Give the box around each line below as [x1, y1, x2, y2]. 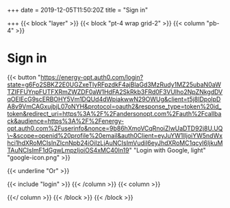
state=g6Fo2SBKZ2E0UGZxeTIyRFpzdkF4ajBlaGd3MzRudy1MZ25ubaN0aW [7, 80, 221, 89]
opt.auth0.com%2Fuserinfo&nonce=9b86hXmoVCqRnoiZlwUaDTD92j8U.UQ [7, 124, 223, 132]
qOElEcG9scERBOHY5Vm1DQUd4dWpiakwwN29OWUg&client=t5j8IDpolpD [7, 95, 221, 103]
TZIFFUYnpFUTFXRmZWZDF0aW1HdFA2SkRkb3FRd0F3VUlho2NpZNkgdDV [7, 87, 223, 95]
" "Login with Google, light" [129, 146, 207, 154]
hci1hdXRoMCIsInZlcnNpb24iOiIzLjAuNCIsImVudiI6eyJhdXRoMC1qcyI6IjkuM [7, 139, 223, 147]
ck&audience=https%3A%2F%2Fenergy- [7, 117, 125, 125]
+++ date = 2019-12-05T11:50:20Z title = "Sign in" [7, 6, 149, 14]
